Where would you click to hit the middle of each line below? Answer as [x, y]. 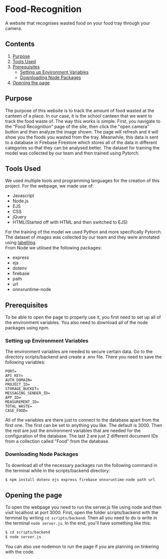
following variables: [25, 362]
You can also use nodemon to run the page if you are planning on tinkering [82, 546]
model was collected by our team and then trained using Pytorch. [72, 153]
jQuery [19, 217]
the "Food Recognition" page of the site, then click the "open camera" [77, 126]
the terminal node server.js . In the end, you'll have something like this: [78, 523]
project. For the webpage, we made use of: [49, 186]
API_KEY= [14, 376]
